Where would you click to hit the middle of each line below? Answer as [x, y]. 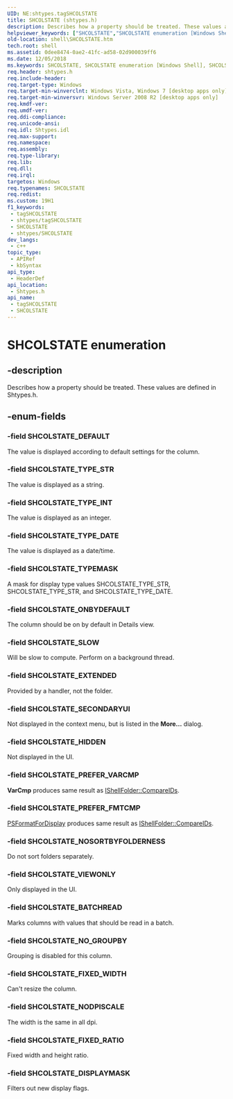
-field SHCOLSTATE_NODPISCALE [66, 1007]
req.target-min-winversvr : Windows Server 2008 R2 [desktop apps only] [113, 98]
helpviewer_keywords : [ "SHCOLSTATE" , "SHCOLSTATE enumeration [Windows [111, 33]
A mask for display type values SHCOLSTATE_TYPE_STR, [89, 584]
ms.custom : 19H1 [31, 201]
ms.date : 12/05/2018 [37, 59]
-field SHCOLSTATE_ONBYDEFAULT [69, 609]
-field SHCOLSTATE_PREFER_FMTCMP [74, 808]
